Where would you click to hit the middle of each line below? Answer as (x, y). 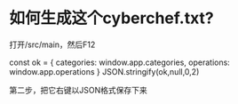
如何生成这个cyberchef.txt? (112, 18)
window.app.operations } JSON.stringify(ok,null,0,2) (104, 71)
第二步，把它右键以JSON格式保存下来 (79, 90)
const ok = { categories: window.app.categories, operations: (120, 62)
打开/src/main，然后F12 (52, 44)
